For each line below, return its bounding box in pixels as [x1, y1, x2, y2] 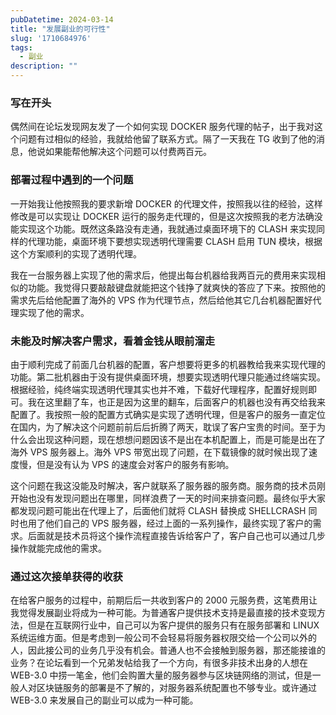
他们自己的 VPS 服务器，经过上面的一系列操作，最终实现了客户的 [44, 517, 313, 529]
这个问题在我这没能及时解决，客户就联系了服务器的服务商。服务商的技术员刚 [10, 479, 326, 491]
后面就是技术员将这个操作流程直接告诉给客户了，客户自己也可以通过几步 [27, 529, 326, 541]
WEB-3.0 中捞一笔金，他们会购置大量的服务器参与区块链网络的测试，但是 [10, 669, 313, 681]
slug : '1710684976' [10, 33, 92, 43]
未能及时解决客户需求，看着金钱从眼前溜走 [10, 334, 216, 348]
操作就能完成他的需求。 [10, 542, 107, 554]
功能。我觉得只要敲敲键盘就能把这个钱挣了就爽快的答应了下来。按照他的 [27, 281, 326, 293]
